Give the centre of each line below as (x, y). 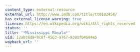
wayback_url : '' (22, 42)
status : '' (16, 28)
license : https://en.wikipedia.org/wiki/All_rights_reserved (70, 24)
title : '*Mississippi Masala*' (38, 33)
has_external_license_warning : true (43, 19)
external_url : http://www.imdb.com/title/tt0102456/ (61, 14)
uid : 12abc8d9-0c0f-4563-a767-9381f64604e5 (51, 38)
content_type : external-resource (40, 10)
